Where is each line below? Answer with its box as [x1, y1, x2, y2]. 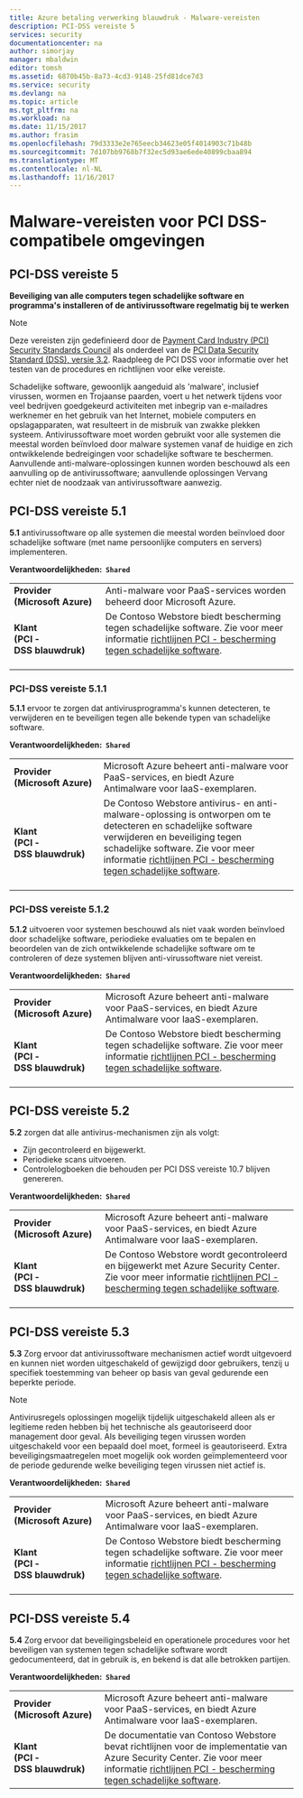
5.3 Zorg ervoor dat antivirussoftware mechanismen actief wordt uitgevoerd [9, 1348, 292, 1359]
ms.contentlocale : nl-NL [9, 164, 103, 173]
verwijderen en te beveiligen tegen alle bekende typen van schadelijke [9, 712, 271, 723]
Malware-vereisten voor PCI [9, 211, 225, 232]
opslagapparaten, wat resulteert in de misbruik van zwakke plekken [9, 420, 261, 431]
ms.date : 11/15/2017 [9, 123, 87, 132]
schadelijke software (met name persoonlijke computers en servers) [9, 537, 262, 548]
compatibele [9, 231, 106, 251]
